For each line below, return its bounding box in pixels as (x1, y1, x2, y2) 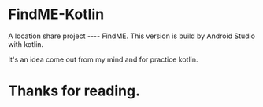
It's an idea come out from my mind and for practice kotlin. (8, 55, 198, 64)
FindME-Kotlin (8, 5, 105, 23)
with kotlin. (8, 39, 44, 48)
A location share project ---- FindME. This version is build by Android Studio (8, 31, 256, 41)
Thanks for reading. (8, 82, 140, 100)
